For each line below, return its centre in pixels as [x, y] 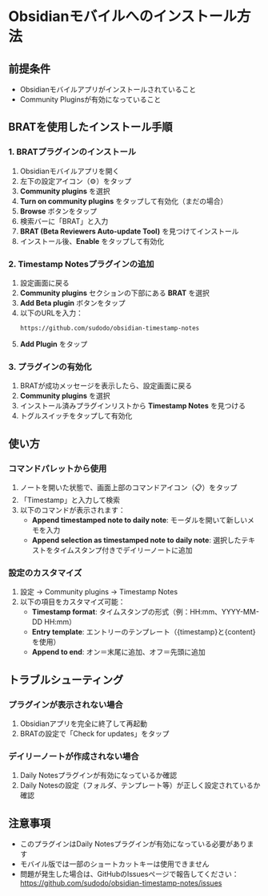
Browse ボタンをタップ [58, 211]
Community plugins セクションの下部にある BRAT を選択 [115, 293]
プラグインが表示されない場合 [66, 704]
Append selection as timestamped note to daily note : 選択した [136, 540]
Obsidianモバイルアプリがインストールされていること [108, 89]
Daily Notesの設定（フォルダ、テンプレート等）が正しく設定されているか [140, 785]
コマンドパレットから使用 [58, 468]
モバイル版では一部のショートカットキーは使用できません [114, 864]
